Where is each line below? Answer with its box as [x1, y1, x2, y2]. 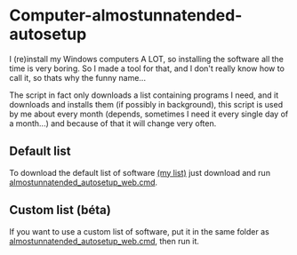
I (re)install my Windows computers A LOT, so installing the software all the [9, 53, 285, 64]
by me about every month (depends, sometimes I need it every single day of [9, 108, 289, 119]
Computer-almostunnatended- [9, 5, 243, 26]
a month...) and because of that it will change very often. [9, 117, 217, 129]
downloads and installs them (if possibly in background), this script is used [9, 99, 283, 109]
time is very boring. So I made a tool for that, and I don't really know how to [9, 63, 285, 74]
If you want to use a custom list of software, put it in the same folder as [9, 226, 269, 236]
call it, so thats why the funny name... [9, 72, 147, 83]
